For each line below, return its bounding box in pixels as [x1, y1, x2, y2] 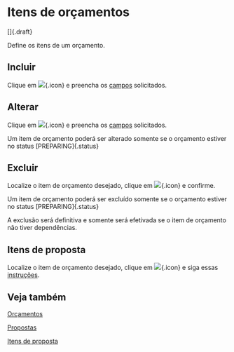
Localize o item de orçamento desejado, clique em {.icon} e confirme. [7, 182, 216, 190]
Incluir [7, 61, 36, 74]
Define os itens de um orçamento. [7, 41, 105, 49]
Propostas [7, 323, 37, 332]
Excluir [7, 162, 39, 174]
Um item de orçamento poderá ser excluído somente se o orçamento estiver [7, 195, 228, 203]
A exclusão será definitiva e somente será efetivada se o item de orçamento [7, 216, 226, 224]
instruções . [7, 271, 40, 279]
